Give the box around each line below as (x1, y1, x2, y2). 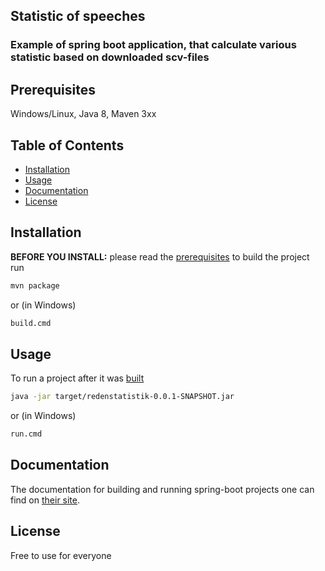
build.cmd (10, 318, 52, 328)
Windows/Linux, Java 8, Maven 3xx (10, 108, 157, 120)
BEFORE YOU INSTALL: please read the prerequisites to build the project (10, 250, 310, 263)
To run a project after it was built (10, 372, 145, 384)
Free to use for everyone (10, 549, 112, 561)
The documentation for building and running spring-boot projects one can (10, 483, 315, 495)
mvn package (10, 280, 60, 291)
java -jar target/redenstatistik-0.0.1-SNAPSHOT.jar (10, 392, 235, 402)
